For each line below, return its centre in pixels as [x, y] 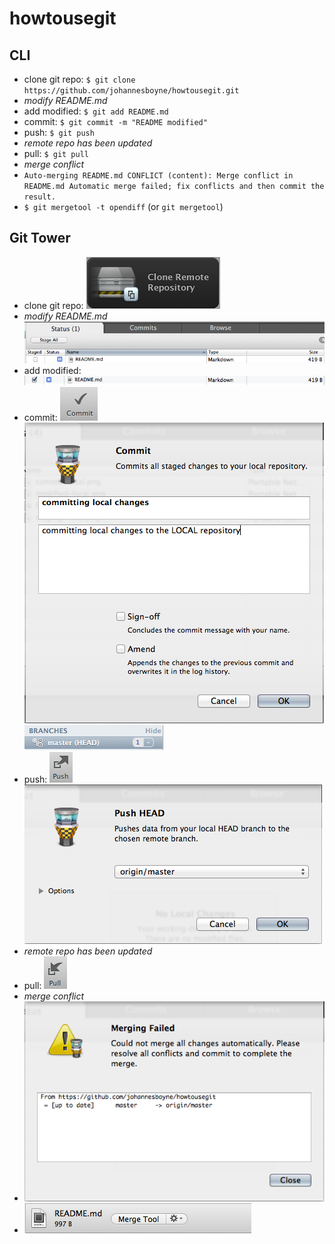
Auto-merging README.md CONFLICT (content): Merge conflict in [158, 176]
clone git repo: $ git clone [79, 79]
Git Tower [40, 238]
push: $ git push [59, 132]
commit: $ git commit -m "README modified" [115, 121]
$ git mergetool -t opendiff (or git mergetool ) [123, 206]
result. [39, 197]
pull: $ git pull [56, 153]
